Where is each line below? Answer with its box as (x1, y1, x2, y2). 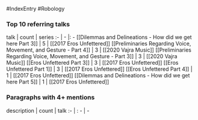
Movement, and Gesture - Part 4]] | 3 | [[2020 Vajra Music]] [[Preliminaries (6, 46, 191, 53)
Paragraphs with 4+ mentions (6, 93, 95, 101)
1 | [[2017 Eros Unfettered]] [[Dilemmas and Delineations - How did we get (6, 72, 190, 79)
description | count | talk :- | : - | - (6, 107, 90, 114)
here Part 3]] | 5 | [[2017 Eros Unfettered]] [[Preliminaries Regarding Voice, (6, 40, 191, 47)
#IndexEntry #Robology (6, 5, 65, 12)
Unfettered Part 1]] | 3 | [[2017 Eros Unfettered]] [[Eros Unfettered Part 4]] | (6, 65, 193, 73)
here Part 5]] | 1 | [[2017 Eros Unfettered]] (6, 78, 110, 86)
